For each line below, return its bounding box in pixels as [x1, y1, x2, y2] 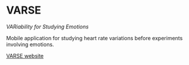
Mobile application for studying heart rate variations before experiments [6, 34, 183, 41]
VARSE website [6, 52, 44, 59]
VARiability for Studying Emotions [6, 23, 89, 30]
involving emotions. [6, 41, 54, 48]
